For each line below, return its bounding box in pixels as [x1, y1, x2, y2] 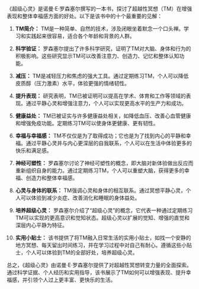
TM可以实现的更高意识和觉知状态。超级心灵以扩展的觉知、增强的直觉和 [15, 215, 190, 221]
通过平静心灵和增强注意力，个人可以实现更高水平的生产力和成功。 [25, 100, 187, 106]
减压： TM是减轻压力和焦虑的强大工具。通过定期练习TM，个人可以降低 [15, 73, 189, 79]
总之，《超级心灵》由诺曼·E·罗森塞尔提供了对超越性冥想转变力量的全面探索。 [7, 262, 192, 268]
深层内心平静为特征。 [15, 222, 68, 229]
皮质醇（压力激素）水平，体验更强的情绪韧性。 [15, 80, 130, 87]
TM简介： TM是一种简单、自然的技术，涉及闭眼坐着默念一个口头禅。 [15, 25, 184, 32]
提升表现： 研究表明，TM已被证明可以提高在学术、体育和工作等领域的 [15, 92, 186, 99]
